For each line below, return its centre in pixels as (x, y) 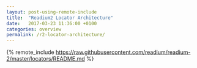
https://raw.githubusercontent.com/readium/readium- (123, 52)
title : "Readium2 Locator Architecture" (60, 18)
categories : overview (34, 29)
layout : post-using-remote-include (52, 12)
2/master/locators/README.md (46, 59)
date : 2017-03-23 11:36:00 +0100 (52, 23)
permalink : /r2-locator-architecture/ (56, 35)
